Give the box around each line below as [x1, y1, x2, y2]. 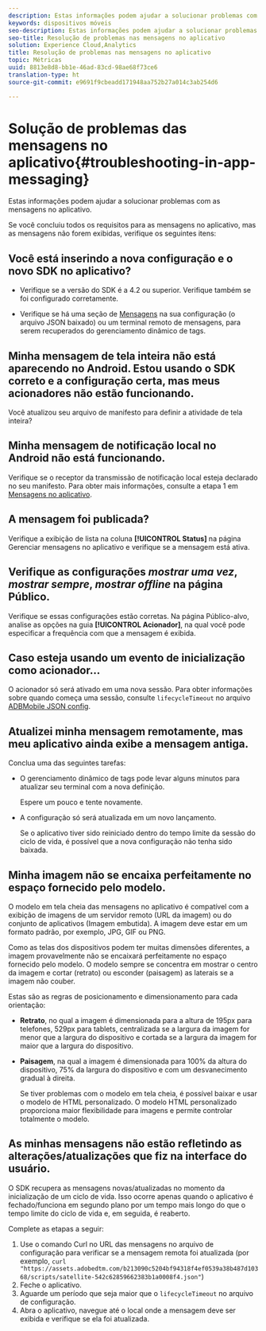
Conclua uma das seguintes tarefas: [8, 758, 126, 768]
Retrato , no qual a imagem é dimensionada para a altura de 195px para [19, 1015, 253, 1025]
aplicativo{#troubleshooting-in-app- [8, 153, 256, 171]
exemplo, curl [19, 1256, 67, 1266]
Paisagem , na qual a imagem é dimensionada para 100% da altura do [19, 1056, 248, 1066]
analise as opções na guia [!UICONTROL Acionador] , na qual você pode [8, 620, 245, 629]
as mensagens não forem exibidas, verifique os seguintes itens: [8, 228, 217, 239]
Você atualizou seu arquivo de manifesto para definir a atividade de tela [8, 407, 243, 418]
